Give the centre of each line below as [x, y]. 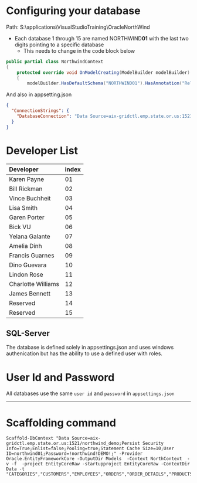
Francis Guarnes [32, 255]
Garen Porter [27, 217]
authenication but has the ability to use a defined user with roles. [84, 353]
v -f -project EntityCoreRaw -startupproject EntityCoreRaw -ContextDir [98, 464]
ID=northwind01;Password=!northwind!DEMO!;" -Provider [74, 454]
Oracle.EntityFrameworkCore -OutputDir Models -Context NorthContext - [98, 459]
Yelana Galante [30, 236]
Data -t [16, 469]
